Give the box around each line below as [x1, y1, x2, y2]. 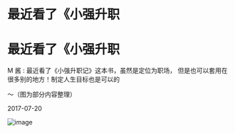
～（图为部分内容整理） [7, 90, 76, 99]
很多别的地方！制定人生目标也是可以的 [7, 75, 120, 83]
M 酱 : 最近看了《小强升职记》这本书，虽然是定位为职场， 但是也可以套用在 [7, 66, 228, 75]
